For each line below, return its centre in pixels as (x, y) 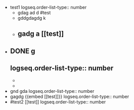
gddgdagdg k (32, 18)
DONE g (23, 51)
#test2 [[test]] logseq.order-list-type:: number (58, 102)
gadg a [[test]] (41, 34)
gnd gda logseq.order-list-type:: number (52, 91)
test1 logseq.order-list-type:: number (48, 7)
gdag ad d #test (34, 13)
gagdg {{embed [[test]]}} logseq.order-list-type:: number (70, 96)
